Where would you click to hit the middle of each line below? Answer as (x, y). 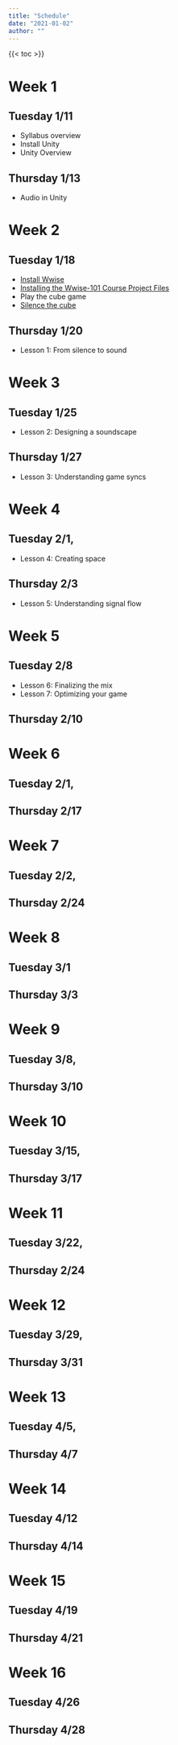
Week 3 (34, 383)
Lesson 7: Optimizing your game (73, 694)
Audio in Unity (43, 198)
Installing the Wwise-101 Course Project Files (95, 288)
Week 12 (37, 1305)
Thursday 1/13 (44, 178)
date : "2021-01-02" (41, 23)
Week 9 (34, 1030)
